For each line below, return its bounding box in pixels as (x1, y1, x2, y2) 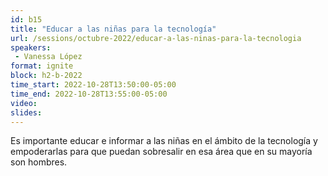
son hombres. (10, 156, 68, 168)
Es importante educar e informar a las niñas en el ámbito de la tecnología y (10, 135, 318, 147)
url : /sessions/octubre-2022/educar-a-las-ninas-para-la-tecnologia (10, 33, 302, 43)
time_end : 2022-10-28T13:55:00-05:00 (10, 89, 168, 99)
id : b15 (10, 14, 43, 25)
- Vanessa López (14, 52, 83, 62)
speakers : (10, 42, 52, 53)
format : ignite (10, 61, 74, 71)
